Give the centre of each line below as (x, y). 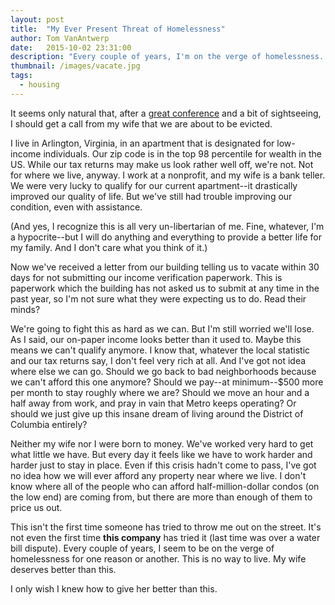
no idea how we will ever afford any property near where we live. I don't (158, 475)
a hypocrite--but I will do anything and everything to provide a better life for (166, 237)
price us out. (36, 507)
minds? (25, 309)
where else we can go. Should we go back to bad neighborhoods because (163, 371)
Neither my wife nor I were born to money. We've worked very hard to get (162, 443)
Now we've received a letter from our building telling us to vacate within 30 (165, 267)
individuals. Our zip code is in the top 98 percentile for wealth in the (182, 153)
